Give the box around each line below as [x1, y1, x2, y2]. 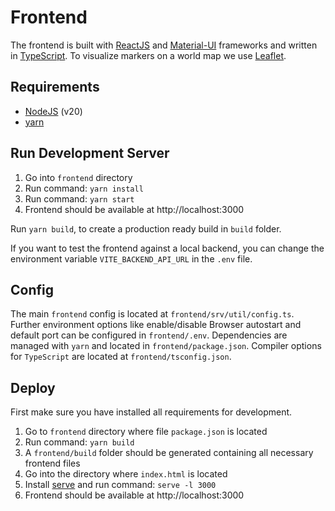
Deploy [10, 379, 56, 396]
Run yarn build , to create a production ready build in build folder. [10, 222, 282, 235]
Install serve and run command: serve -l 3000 [24, 479, 217, 491]
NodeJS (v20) [24, 105, 83, 117]
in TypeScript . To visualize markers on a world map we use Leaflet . [10, 49, 287, 61]
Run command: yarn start [24, 192, 135, 205]
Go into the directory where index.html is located [24, 468, 228, 480]
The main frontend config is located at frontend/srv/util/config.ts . [10, 308, 295, 320]
